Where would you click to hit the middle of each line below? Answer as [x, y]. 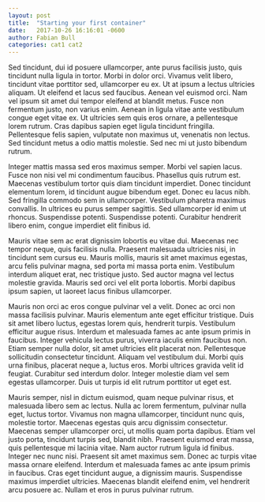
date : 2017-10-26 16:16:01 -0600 [67, 30]
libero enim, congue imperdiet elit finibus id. [80, 225]
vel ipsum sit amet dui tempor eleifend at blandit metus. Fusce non [116, 101]
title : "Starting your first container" [77, 23]
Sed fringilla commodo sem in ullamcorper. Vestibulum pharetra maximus [127, 200]
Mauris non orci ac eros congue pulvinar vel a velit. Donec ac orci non [122, 307]
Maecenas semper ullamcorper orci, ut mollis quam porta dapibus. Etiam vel [132, 431]
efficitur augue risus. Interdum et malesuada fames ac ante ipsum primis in [129, 332]
